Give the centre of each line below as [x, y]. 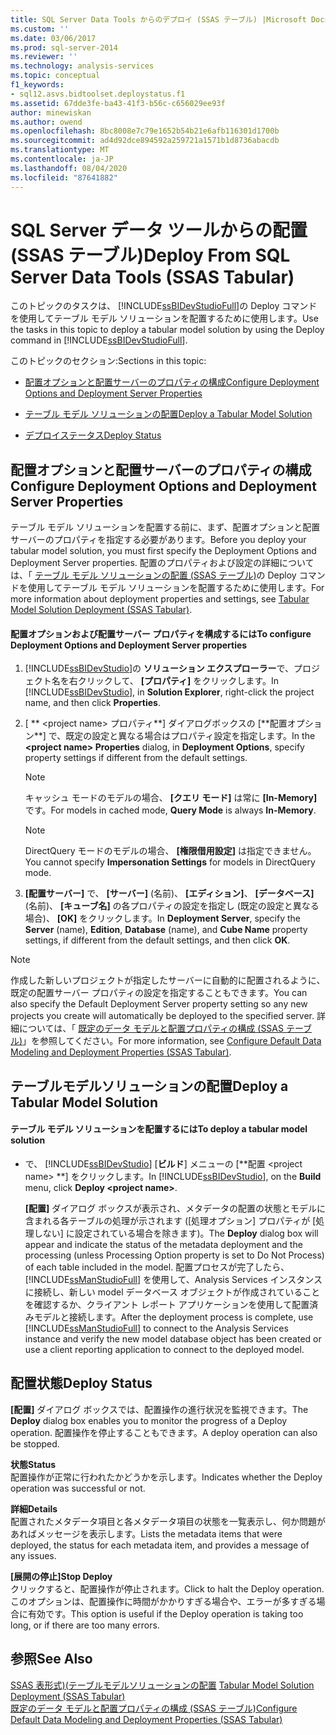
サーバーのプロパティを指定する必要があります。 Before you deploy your [158, 540]
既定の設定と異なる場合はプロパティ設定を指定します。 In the [190, 736]
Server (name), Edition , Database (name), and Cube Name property [166, 930]
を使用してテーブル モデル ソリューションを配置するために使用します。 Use [164, 318]
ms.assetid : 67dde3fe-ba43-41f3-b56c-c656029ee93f [118, 103]
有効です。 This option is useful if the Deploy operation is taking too [165, 1613]
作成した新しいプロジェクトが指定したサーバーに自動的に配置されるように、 [168, 980]
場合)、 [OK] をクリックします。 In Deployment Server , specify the [162, 918]
